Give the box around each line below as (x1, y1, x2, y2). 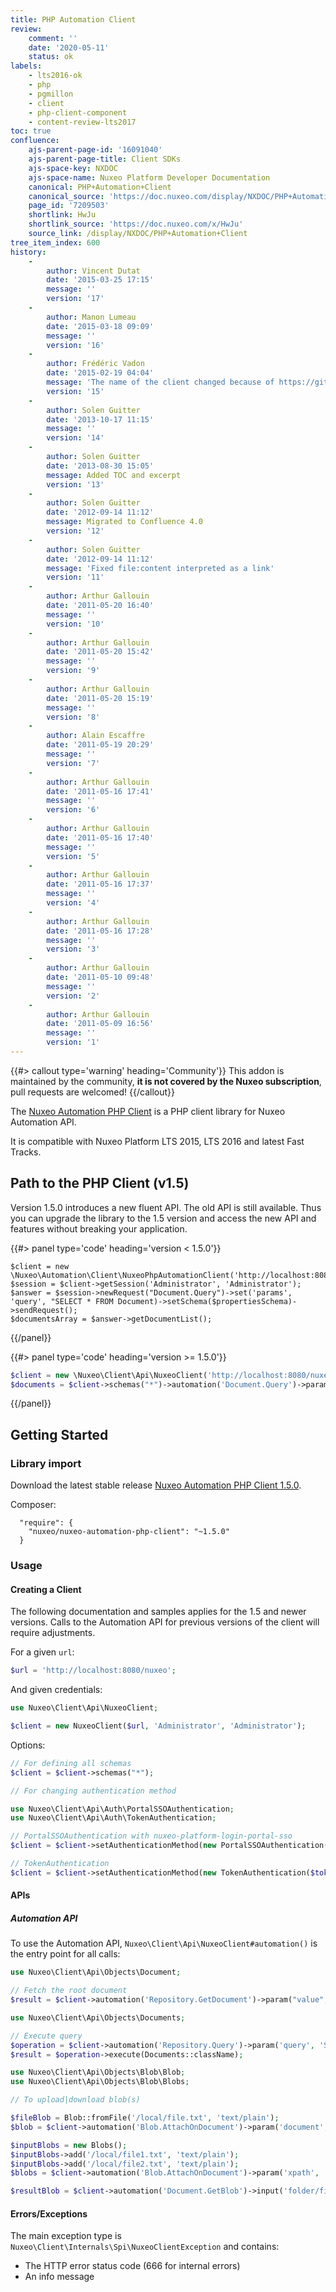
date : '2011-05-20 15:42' (46, 647, 155, 657)
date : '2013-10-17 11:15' (46, 414, 155, 425)
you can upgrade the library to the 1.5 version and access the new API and (10, 1212, 317, 1224)
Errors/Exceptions (10, 2207, 88, 2220)
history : (10, 247, 47, 257)
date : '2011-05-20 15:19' (46, 693, 155, 703)
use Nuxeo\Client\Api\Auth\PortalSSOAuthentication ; (10, 1804, 235, 1814)
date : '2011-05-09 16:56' (46, 1019, 155, 1029)
